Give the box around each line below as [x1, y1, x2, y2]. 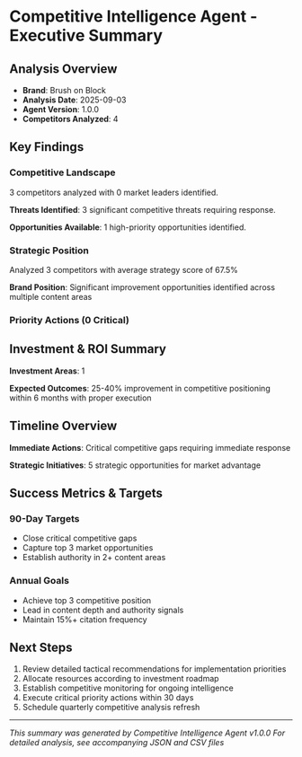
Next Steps [9, 639, 73, 655]
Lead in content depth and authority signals [22, 604, 184, 615]
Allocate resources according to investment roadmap [22, 673, 219, 684]
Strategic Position [9, 244, 90, 257]
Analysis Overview [9, 61, 118, 76]
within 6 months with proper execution [9, 392, 152, 403]
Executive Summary [9, 25, 164, 46]
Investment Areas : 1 [9, 365, 85, 376]
